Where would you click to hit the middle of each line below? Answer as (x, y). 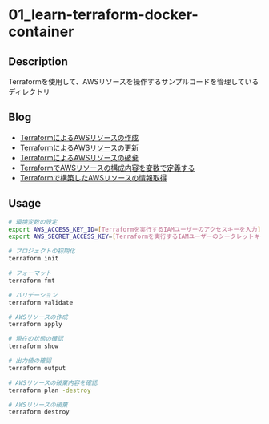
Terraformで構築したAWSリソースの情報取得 (93, 177)
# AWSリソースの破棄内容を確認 (53, 382)
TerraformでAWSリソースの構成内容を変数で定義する (107, 168)
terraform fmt (32, 281)
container (41, 32)
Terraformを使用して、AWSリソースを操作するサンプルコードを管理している (134, 81)
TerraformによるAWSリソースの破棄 (79, 157)
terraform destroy (39, 412)
